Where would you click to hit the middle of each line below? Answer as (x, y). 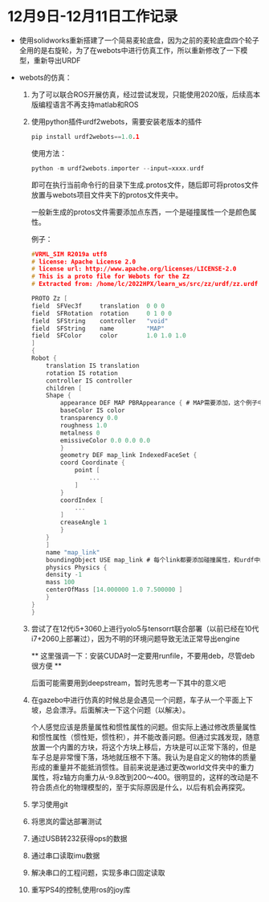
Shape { (59, 396)
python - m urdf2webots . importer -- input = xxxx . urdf (118, 168)
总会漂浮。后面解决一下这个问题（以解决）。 (118, 710)
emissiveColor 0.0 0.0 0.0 (105, 440)
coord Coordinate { (92, 463)
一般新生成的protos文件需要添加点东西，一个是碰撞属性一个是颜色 (140, 212)
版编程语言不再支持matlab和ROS (85, 104)
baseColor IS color (92, 410)
